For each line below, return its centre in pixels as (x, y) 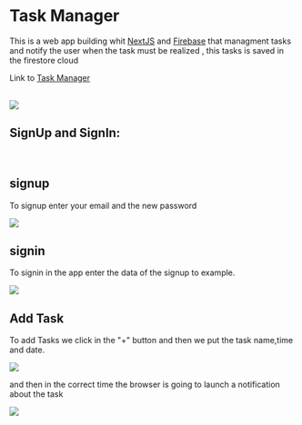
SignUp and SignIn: (65, 133)
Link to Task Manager (50, 77)
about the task (36, 394)
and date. (27, 350)
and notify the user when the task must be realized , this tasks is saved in (147, 50)
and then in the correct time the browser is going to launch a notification (145, 385)
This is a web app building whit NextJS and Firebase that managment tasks (151, 41)
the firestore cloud (44, 60)
